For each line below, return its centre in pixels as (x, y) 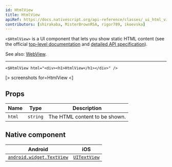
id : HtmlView (19, 10)
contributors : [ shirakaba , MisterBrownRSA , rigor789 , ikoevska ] (75, 24)
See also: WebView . (26, 54)
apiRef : (14, 19)
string (35, 117)
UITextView (87, 157)
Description (87, 108)
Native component (36, 135)
